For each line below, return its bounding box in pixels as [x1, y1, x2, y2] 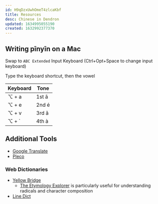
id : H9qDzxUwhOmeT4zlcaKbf [5, 7, 61, 13]
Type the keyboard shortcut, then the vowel [5, 73, 95, 79]
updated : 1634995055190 [5, 21, 55, 27]
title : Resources [5, 12, 41, 17]
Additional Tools [5, 135, 57, 143]
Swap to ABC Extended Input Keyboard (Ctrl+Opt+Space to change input [5, 58, 153, 64]
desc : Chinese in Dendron [5, 17, 59, 22]
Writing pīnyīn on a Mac [5, 45, 81, 53]
